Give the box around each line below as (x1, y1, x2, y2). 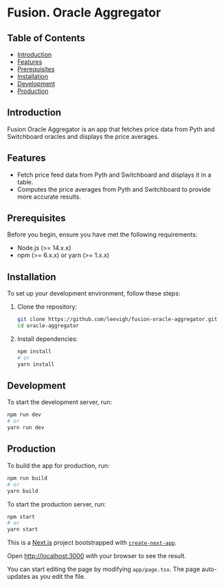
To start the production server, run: (7, 500, 107, 508)
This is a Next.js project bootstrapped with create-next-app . (7, 538, 177, 547)
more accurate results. (16, 192, 81, 201)
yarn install (16, 361, 55, 368)
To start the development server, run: (7, 398, 112, 406)
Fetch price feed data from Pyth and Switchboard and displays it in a (16, 170, 212, 179)
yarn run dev (7, 424, 45, 431)
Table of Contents (7, 32, 86, 44)
